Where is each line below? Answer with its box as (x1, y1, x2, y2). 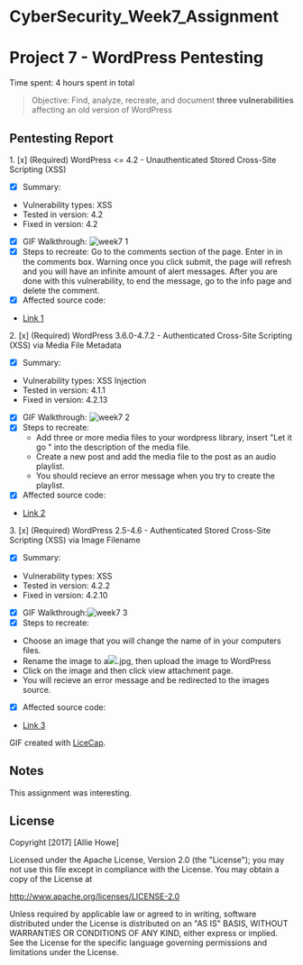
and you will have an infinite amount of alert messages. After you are (22, 266, 278, 277)
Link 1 (22, 313, 44, 323)
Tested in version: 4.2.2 (22, 579, 111, 591)
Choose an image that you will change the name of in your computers (22, 635, 281, 646)
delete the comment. (22, 286, 100, 296)
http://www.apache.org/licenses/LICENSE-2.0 (9, 891, 180, 902)
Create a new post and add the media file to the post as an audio (35, 451, 277, 462)
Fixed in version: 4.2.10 (22, 589, 108, 600)
